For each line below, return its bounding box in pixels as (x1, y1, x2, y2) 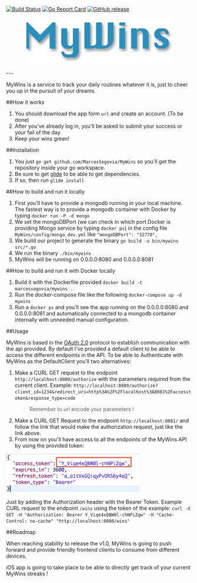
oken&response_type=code (14, 395, 76, 401)
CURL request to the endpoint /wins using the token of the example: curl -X (6, 505, 191, 512)
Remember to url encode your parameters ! (29, 406, 134, 412)
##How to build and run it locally (6, 188, 85, 195)
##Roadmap (6, 529, 36, 535)
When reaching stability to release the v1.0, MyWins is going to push (6, 540, 172, 547)
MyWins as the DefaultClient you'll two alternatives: (6, 358, 131, 365)
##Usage (6, 327, 29, 334)
